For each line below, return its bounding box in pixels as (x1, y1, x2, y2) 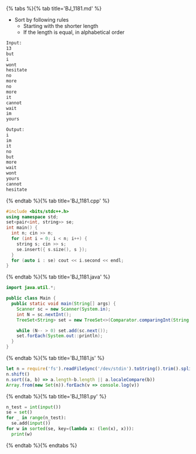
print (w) (11, 431, 33, 437)
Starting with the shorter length (23, 23, 99, 29)
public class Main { (6, 295, 57, 301)
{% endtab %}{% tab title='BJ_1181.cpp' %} (6, 197, 110, 204)
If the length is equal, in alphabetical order (23, 29, 125, 36)
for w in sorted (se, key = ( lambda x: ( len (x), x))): (6, 426, 134, 432)
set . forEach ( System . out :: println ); (16, 333, 103, 339)
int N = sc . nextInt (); (16, 311, 72, 318)
